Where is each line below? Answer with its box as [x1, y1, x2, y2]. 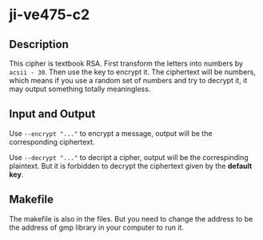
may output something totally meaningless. [9, 84, 151, 94]
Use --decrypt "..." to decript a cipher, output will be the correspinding [9, 152, 249, 162]
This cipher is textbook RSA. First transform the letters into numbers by [9, 58, 243, 68]
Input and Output [9, 107, 96, 121]
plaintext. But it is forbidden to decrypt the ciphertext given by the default [9, 161, 253, 170]
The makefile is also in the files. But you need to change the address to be [9, 214, 253, 223]
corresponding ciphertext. [9, 137, 95, 146]
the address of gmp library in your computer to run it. [9, 222, 185, 232]
